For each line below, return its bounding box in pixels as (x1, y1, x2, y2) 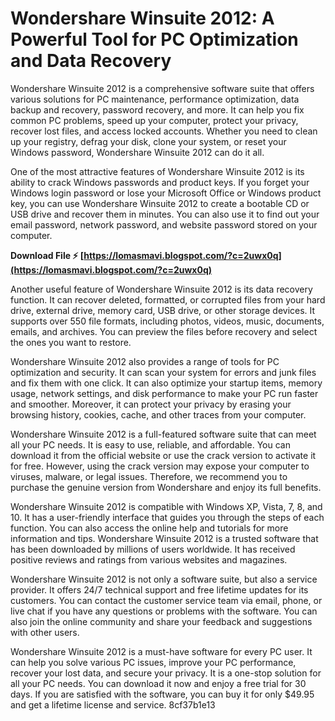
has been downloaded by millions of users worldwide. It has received (10, 543, 296, 555)
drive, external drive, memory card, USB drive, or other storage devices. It (10, 304, 316, 316)
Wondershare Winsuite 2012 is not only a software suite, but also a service (10, 573, 318, 585)
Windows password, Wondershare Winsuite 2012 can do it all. (10, 146, 265, 158)
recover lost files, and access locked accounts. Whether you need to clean (10, 125, 318, 137)
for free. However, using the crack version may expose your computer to (10, 460, 310, 472)
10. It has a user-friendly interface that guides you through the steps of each (10, 511, 325, 523)
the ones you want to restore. (10, 336, 132, 348)
